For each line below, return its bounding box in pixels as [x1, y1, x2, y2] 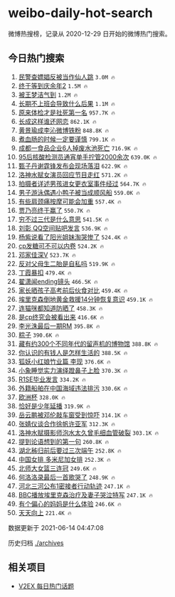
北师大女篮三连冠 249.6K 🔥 [18, 464, 97, 472]
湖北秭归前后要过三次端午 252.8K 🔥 [18, 446, 122, 455]
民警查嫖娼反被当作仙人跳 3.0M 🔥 [18, 73, 116, 81]
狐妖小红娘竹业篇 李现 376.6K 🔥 [18, 357, 111, 366]
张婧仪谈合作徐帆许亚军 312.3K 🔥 [18, 419, 116, 428]
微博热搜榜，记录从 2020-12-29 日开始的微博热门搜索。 [8, 29, 171, 38]
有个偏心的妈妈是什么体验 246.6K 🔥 [18, 500, 122, 508]
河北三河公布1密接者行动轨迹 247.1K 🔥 [18, 482, 131, 490]
